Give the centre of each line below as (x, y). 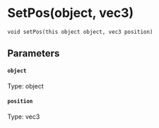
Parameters (34, 53)
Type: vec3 (24, 116)
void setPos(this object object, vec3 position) (80, 32)
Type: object (25, 86)
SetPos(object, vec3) (71, 13)
